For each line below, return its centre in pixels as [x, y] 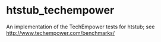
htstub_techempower [60, 10]
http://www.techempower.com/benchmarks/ [61, 33]
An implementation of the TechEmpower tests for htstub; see [80, 27]
